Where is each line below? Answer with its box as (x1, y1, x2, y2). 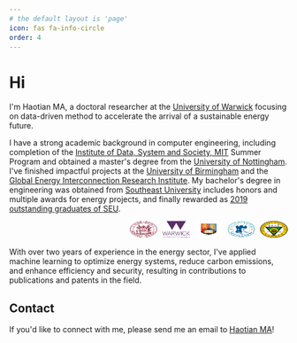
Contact (9, 300, 55, 316)
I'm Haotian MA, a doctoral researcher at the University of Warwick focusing (9, 102, 287, 113)
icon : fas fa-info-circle (9, 23, 104, 33)
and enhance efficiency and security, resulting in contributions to (9, 266, 247, 277)
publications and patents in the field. (9, 275, 142, 285)
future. (9, 121, 34, 131)
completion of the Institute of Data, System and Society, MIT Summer (9, 147, 262, 158)
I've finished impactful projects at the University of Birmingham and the (9, 166, 269, 176)
